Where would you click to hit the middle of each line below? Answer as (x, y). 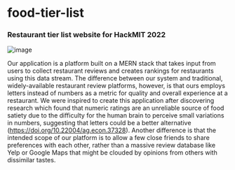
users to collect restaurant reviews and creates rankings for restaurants (110, 71)
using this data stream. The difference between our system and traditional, (115, 78)
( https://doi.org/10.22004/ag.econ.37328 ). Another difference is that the (112, 130)
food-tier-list (46, 13)
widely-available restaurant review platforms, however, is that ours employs (116, 86)
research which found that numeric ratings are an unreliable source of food (116, 108)
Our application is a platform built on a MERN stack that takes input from (112, 64)
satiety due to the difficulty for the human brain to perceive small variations (116, 115)
